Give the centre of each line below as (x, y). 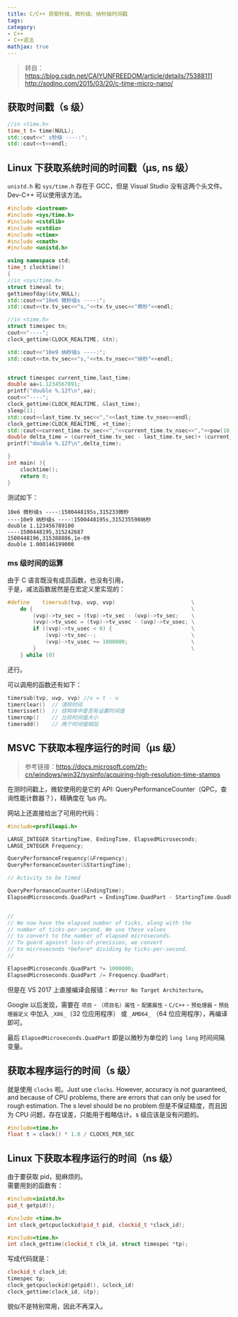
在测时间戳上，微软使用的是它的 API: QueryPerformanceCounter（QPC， (114, 789)
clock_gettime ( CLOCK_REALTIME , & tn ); (63, 339)
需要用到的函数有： (35, 1186)
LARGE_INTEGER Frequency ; (45, 846)
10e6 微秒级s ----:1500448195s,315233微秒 (68, 512)
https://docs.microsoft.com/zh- (102, 767)
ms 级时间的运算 (35, 563)
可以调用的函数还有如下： (45, 684)
